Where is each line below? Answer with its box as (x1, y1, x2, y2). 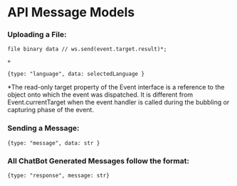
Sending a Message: (7, 124, 80, 133)
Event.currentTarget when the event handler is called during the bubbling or (7, 98, 230, 106)
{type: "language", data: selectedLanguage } (7, 70, 144, 78)
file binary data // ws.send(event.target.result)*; (7, 45, 167, 53)
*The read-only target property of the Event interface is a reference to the (7, 83, 225, 92)
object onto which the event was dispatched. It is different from (7, 90, 194, 99)
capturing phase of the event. (7, 106, 95, 114)
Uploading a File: (7, 30, 67, 40)
